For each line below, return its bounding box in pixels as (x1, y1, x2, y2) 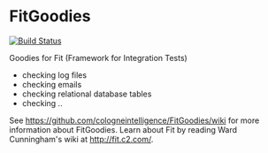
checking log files (21, 69, 87, 80)
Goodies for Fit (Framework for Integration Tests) (9, 52, 188, 63)
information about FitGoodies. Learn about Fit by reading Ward (9, 124, 237, 134)
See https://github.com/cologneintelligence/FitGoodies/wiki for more (9, 115, 260, 126)
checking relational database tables (21, 88, 152, 99)
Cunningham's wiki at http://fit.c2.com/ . (9, 134, 154, 144)
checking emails (21, 79, 82, 89)
